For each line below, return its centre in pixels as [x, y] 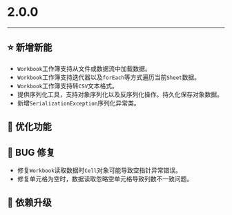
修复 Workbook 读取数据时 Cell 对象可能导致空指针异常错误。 [99, 170]
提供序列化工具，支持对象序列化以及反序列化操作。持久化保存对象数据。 [120, 94]
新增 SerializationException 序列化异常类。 [78, 103]
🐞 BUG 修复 [31, 152]
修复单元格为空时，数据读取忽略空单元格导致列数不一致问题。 [105, 178]
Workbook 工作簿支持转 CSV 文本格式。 [68, 85]
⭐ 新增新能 [30, 48]
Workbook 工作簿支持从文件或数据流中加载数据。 [84, 68]
